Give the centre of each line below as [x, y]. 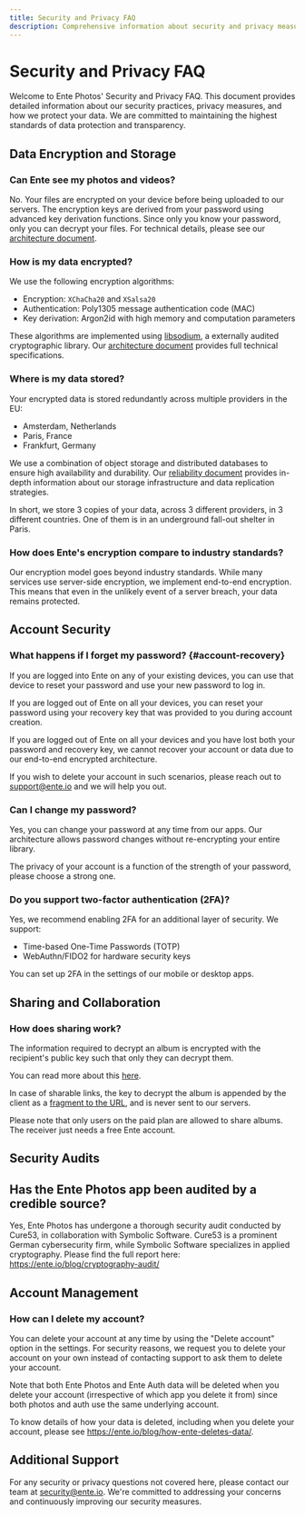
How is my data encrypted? [71, 262]
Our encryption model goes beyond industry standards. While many [136, 573]
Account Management [74, 1293]
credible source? [58, 1204]
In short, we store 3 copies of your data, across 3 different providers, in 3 [146, 509]
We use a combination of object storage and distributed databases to [139, 463]
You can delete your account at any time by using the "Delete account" [142, 1338]
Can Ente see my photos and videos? [93, 180]
